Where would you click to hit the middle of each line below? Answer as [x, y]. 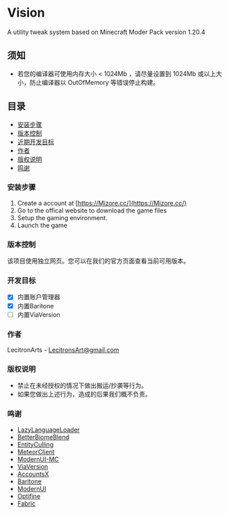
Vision [26, 13]
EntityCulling [35, 444]
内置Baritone [35, 306]
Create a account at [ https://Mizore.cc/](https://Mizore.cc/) [102, 203]
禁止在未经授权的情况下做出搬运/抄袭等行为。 [82, 385]
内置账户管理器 [39, 297]
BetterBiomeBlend [43, 437]
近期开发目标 [35, 142]
